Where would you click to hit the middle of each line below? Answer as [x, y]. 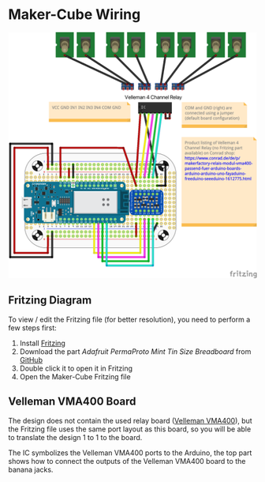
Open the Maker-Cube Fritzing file [75, 376]
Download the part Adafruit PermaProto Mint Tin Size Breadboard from [135, 351]
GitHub [31, 360]
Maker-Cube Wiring [75, 15]
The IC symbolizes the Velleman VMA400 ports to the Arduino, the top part [130, 453]
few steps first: [32, 328]
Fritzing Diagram [50, 301]
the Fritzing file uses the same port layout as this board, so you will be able [130, 429]
